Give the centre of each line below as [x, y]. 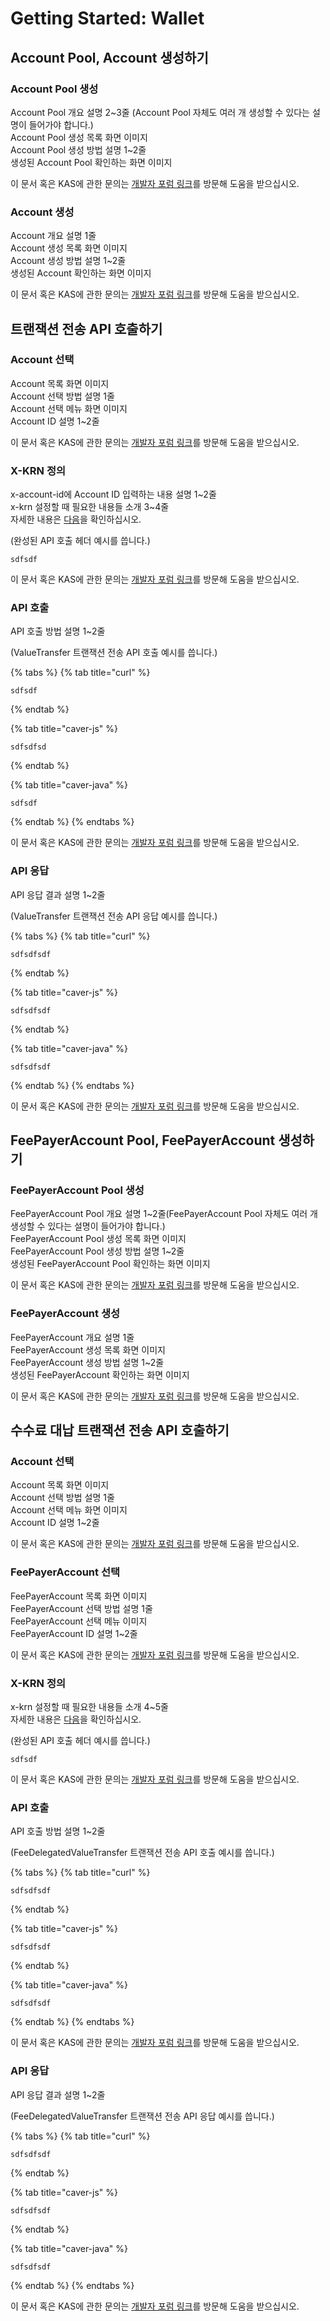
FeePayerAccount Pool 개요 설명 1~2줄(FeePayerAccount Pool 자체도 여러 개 [164, 1214]
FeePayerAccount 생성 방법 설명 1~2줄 [87, 1362]
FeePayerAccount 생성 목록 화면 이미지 [88, 1349]
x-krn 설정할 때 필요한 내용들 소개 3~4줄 [90, 507]
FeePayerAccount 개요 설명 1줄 [72, 1337]
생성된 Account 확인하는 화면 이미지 [81, 273]
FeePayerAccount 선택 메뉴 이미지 [79, 1621]
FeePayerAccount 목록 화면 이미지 [79, 1596]
